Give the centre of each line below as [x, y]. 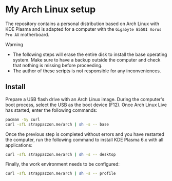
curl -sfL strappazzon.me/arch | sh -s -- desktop [61, 154]
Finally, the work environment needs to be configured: [62, 164]
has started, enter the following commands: [51, 110]
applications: [19, 145]
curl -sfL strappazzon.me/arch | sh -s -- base [57, 124]
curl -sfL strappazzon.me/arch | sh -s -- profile [61, 174]
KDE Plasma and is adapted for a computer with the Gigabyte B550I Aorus [83, 29]
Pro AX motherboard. [27, 34]
